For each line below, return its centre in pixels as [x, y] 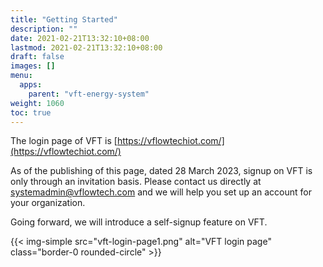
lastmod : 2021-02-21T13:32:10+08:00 [86, 47]
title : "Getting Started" [64, 19]
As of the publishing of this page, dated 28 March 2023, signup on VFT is [161, 171]
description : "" [44, 29]
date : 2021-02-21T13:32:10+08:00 [80, 38]
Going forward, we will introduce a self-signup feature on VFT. [139, 222]
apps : [31, 85]
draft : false [37, 57]
